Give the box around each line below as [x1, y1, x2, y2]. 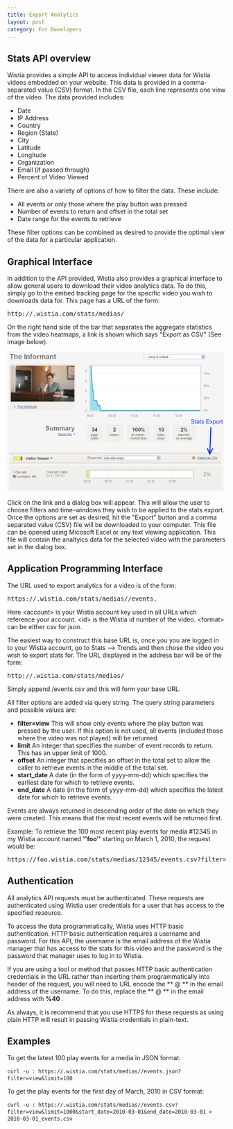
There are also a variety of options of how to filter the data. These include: [7, 186, 220, 195]
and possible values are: [7, 706, 77, 714]
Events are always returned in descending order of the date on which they [7, 806, 219, 815]
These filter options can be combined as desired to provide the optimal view [7, 228, 225, 236]
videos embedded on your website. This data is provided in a [7, 79, 182, 87]
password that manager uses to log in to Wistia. [7, 951, 144, 959]
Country [17, 122, 41, 130]
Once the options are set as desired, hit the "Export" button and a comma [7, 513, 217, 521]
